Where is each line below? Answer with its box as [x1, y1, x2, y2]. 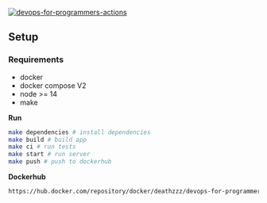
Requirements [8, 54, 64, 65]
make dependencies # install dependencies [8, 128, 151, 136]
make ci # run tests [8, 143, 77, 151]
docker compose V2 [19, 80, 87, 90]
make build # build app [8, 136, 87, 144]
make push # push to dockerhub [8, 158, 112, 166]
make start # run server [8, 151, 91, 159]
